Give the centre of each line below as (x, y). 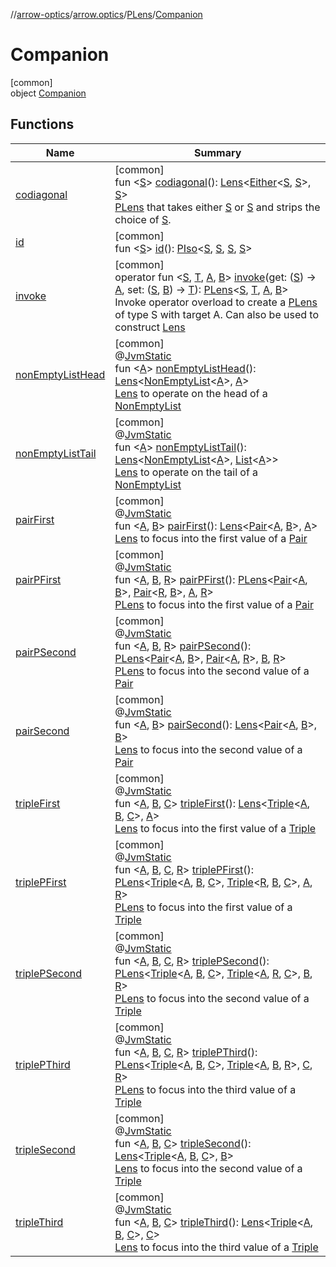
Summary (217, 152)
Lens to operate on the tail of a (186, 472)
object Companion (48, 93)
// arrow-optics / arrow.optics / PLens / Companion (106, 14)
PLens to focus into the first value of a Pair (214, 604)
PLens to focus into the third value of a (205, 1089)
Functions (42, 124)
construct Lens (150, 327)
